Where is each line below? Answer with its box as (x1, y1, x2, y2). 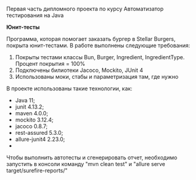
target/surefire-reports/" (6, 167, 68, 174)
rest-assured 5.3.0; (15, 129, 64, 136)
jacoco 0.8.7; (15, 123, 48, 130)
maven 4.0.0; (15, 110, 49, 117)
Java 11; (15, 97, 35, 104)
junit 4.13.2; (15, 103, 44, 110)
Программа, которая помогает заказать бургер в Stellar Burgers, (6, 35, 176, 42)
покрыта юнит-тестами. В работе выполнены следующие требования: (6, 42, 191, 49)
